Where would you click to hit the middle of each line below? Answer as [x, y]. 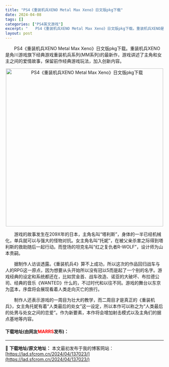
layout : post [19, 33]
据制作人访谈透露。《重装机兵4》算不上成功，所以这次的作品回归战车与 [87, 264]
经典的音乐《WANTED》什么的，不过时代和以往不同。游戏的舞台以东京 [87, 283]
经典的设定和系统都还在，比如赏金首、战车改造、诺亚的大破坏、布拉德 [82, 277]
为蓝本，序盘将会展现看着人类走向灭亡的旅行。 [54, 289]
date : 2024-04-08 [23, 15]
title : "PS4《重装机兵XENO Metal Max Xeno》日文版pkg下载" [64, 10]
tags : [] [14, 19]
